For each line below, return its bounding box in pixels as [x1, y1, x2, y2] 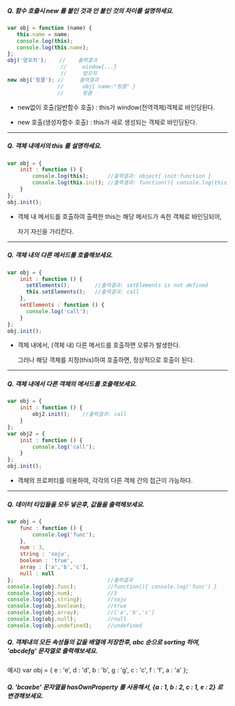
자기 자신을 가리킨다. [17, 227, 74, 236]
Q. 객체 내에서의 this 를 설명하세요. [7, 142, 102, 150]
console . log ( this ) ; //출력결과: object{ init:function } [32, 173, 212, 180]
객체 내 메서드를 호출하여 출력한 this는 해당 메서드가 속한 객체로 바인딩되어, [17, 212, 222, 220]
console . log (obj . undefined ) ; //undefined [7, 622, 142, 629]
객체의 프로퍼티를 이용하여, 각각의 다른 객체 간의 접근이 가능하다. [17, 476, 194, 484]
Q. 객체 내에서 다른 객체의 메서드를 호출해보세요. [7, 380, 138, 388]
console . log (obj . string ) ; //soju [7, 596, 127, 603]
